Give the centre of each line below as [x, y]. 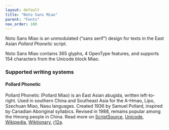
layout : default [22, 10]
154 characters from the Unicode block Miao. [53, 59]
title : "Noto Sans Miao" [31, 15]
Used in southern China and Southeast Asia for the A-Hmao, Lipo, [86, 101]
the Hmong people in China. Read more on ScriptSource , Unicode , [75, 117]
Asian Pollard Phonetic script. [36, 44]
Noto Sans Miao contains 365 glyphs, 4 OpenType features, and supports [82, 54]
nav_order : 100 [21, 24]
